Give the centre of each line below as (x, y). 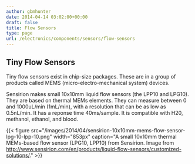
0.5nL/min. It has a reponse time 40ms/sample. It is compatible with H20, (95, 112)
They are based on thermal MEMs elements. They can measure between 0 (96, 100)
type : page (19, 33)
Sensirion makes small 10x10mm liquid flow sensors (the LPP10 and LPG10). (97, 94)
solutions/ (18, 155)
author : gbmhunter (28, 11)
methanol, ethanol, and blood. (42, 119)
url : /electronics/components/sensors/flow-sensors (70, 39)
